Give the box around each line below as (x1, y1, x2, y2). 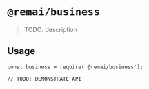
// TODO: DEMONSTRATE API (7, 75, 81, 82)
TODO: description (23, 25, 78, 34)
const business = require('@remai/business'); (7, 64, 143, 71)
